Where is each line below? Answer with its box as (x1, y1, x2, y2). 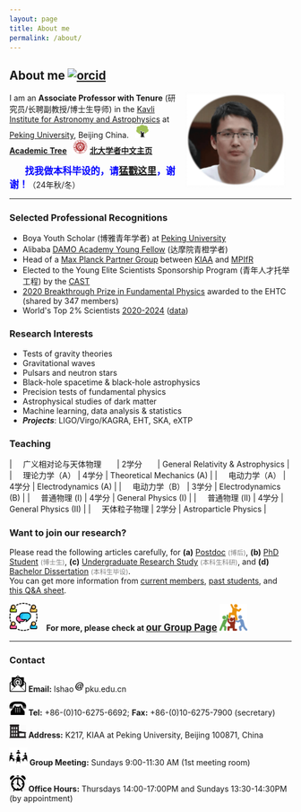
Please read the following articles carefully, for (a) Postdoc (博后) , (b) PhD (9, 547, 279, 558)
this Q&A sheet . (9, 585, 67, 596)
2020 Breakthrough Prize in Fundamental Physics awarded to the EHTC (21, 286, 287, 297)
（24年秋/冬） (28, 179, 81, 190)
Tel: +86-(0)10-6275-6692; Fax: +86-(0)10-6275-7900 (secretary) (28, 707, 276, 718)
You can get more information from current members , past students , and (9, 575, 278, 587)
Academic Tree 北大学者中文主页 (9, 145, 153, 156)
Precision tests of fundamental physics (21, 386, 167, 397)
